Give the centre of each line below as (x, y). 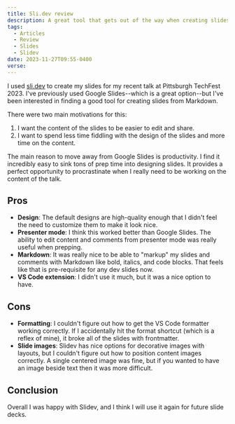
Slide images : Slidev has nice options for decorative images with (111, 346)
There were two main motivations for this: (67, 114)
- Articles (29, 33)
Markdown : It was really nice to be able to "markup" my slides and (114, 255)
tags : (15, 27)
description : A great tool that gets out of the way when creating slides (119, 20)
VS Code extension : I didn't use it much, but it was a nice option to (114, 277)
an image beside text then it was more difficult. (85, 368)
